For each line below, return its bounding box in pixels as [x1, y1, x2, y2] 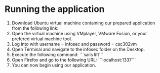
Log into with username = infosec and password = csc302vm [11, 41, 137, 47]
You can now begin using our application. [11, 62, 96, 68]
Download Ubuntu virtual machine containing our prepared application [11, 20, 155, 26]
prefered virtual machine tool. [11, 36, 72, 42]
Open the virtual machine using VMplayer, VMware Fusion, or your [11, 30, 147, 36]
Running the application [4, 3, 105, 15]
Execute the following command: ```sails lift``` [11, 51, 104, 58]
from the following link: [11, 25, 59, 31]
